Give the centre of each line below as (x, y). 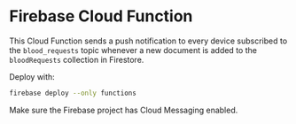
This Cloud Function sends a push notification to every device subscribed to (148, 41)
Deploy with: (32, 76)
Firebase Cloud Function (101, 16)
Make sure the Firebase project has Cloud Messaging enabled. (124, 110)
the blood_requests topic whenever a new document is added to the (133, 50)
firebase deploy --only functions (73, 93)
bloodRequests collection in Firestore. (77, 59)
